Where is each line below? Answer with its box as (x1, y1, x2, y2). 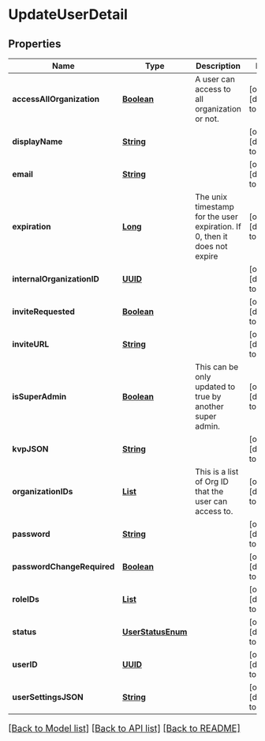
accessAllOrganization (12, 93, 100, 104)
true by (194, 391, 222, 402)
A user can (194, 74, 235, 85)
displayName (12, 136, 63, 147)
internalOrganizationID (12, 274, 100, 284)
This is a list (194, 467, 239, 477)
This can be (194, 361, 239, 372)
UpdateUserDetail (8, 6, 129, 24)
